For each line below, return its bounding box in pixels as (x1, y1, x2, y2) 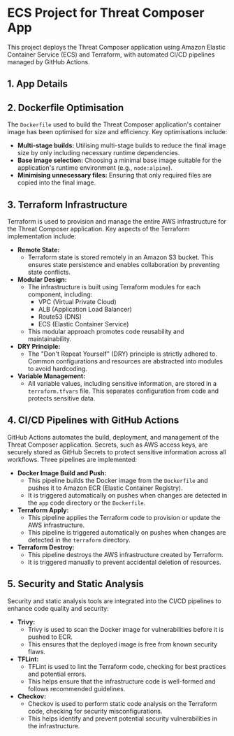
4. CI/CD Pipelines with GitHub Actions (7, 414, 180, 426)
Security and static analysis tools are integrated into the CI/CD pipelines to (7, 596, 221, 605)
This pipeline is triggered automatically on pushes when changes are (27, 528, 226, 536)
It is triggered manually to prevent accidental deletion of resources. (27, 558, 221, 566)
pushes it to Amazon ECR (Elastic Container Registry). (27, 484, 183, 492)
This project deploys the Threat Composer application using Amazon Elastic (7, 43, 226, 51)
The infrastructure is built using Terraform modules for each (27, 282, 201, 291)
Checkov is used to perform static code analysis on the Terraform (27, 699, 217, 707)
